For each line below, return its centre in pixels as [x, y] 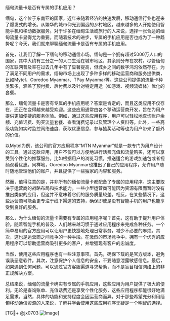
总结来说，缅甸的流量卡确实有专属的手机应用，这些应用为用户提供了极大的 [83, 284]
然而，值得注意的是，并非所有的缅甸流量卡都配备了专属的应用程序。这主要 [83, 182]
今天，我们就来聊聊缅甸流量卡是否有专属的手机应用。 [74, 44]
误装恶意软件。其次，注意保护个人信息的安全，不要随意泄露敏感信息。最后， [85, 260]
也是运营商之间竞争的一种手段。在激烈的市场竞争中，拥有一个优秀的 [89, 237]
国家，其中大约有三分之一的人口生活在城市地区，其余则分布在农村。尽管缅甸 [85, 61]
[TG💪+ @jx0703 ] [32, 313]
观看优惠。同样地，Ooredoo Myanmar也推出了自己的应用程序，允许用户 [84, 165]
